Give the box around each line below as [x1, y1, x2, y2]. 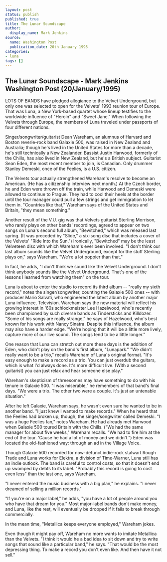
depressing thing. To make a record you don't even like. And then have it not [5, 547, 162, 553]
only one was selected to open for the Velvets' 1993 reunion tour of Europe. [5, 103, 161, 109]
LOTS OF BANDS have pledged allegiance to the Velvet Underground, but [5, 98, 156, 104]
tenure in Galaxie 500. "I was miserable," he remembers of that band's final [5, 382, 160, 389]
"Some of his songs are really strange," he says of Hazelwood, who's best [5, 316, 158, 322]
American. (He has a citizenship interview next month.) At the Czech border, [5, 181, 162, 187]
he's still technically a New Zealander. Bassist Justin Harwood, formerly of [5, 150, 158, 156]
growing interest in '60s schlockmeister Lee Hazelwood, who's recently [5, 305, 152, 311]
